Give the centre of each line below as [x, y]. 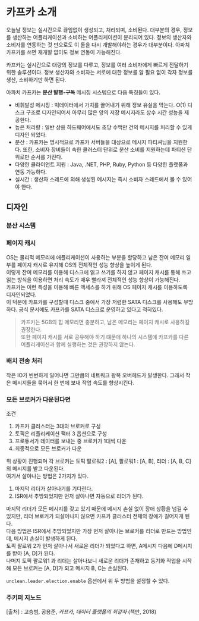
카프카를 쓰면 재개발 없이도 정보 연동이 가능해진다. [64, 52]
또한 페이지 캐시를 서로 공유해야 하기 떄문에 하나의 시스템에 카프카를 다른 [105, 337]
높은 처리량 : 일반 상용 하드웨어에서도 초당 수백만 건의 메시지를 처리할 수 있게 [103, 127]
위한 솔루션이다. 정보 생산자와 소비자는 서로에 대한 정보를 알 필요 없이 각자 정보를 [99, 72]
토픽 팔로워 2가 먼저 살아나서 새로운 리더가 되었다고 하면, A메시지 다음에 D [92, 546]
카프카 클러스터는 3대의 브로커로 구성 [58, 426]
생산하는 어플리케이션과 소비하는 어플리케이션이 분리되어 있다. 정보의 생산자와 [102, 37]
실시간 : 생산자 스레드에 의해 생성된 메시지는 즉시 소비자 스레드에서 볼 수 [98, 179]
